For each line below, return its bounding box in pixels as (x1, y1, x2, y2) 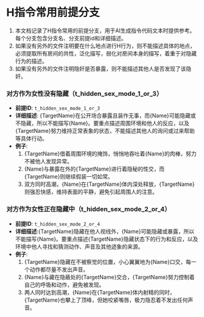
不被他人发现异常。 (24, 158, 73, 165)
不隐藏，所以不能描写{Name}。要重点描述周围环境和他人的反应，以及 (15, 119, 190, 127)
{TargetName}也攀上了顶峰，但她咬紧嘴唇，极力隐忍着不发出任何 (24, 296, 188, 304)
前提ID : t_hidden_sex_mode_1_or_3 (15, 104, 100, 112)
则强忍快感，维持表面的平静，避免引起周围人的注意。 (24, 188, 158, 196)
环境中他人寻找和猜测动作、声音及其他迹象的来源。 (15, 243, 144, 250)
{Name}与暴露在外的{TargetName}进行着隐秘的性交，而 (24, 165, 165, 173)
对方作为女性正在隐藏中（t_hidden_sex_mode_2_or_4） (6, 205, 171, 213)
